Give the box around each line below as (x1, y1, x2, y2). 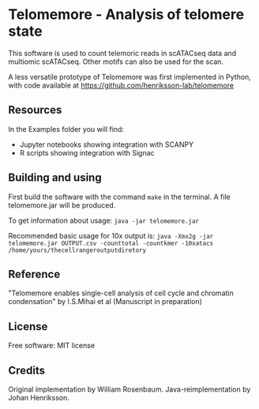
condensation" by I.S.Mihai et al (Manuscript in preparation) (8, 297, 203, 306)
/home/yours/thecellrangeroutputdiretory (8, 246, 147, 254)
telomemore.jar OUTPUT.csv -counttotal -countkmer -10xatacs (8, 239, 214, 247)
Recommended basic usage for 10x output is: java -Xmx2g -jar (8, 231, 214, 240)
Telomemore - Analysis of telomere (8, 6, 245, 24)
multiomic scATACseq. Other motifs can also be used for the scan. (8, 57, 223, 66)
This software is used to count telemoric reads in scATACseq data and (8, 48, 237, 58)
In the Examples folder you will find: (8, 124, 125, 133)
